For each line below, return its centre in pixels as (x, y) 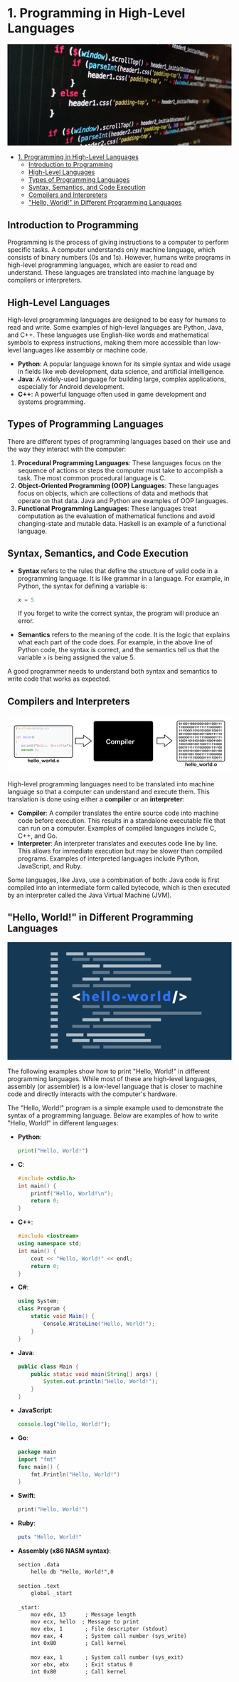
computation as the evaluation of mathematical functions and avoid (116, 516)
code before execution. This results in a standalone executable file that (122, 820)
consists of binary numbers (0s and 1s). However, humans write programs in (119, 258)
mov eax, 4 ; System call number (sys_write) (109, 1636)
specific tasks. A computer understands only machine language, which (111, 250)
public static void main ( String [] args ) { (95, 1374)
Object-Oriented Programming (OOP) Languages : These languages (118, 485)
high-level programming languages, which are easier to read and (102, 265)
